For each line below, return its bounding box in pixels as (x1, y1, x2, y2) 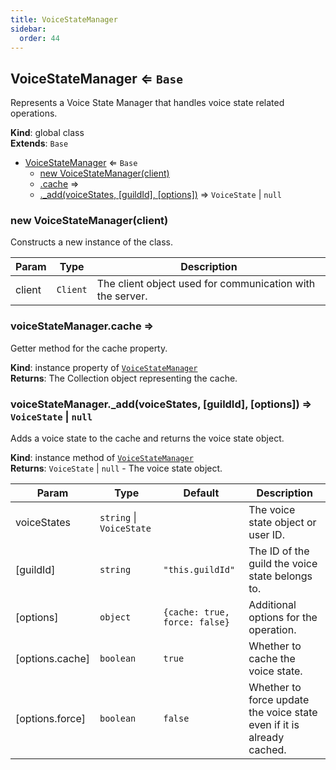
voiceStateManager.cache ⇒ (10, 319, 155, 333)
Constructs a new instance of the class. (10, 236, 174, 248)
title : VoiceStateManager (10, 14, 118, 25)
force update (248, 693, 310, 707)
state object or (248, 516, 317, 530)
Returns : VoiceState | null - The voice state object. (10, 462, 223, 475)
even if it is (248, 718, 300, 732)
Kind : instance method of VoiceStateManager (10, 452, 194, 464)
